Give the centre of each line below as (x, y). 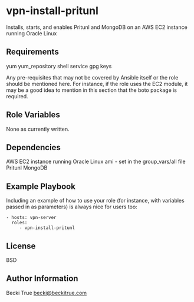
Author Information (42, 279)
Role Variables (33, 115)
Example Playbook (41, 186)
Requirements (32, 52)
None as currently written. (38, 129)
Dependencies (33, 147)
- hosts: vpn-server (32, 218)
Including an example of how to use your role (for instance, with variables (95, 201)
